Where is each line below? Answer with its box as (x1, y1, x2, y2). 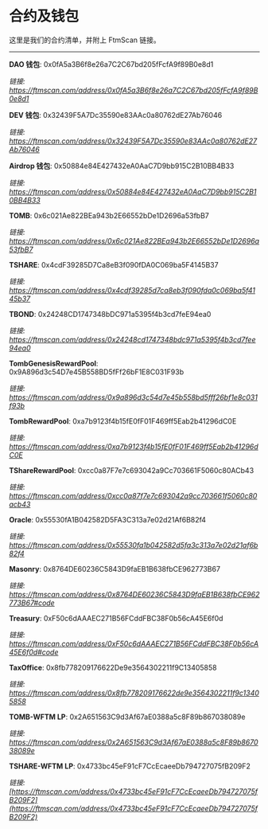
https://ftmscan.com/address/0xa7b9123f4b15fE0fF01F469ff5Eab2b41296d (9, 441, 259, 451)
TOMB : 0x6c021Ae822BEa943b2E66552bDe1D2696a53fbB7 (9, 210, 209, 220)
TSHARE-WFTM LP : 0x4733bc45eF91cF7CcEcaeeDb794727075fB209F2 (9, 761, 251, 771)
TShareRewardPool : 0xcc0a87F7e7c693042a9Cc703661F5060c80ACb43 (9, 465, 254, 475)
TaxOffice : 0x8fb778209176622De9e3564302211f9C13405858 (9, 663, 217, 672)
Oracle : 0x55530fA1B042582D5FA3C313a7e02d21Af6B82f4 (9, 514, 206, 524)
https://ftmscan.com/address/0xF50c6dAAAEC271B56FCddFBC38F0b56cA (9, 639, 259, 648)
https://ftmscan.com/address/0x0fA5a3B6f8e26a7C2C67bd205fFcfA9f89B (9, 85, 258, 95)
